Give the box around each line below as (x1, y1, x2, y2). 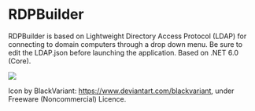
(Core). (8, 56, 31, 66)
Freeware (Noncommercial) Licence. (8, 94, 127, 103)
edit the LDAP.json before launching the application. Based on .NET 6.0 (8, 48, 238, 57)
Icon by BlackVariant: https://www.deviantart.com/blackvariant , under (8, 86, 235, 95)
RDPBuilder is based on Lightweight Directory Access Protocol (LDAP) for (8, 31, 247, 41)
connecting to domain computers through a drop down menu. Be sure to (8, 39, 242, 48)
